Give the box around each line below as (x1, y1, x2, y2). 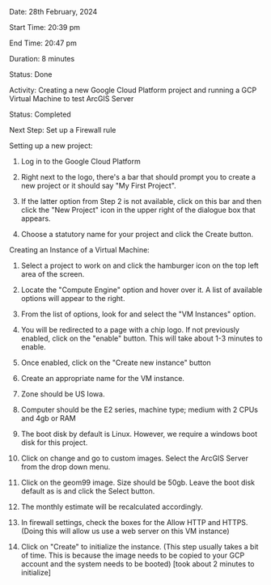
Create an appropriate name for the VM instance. (20, 374, 185, 383)
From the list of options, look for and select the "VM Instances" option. (20, 309, 256, 319)
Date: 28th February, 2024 (9, 7, 98, 16)
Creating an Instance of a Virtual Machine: (9, 245, 150, 254)
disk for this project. (20, 438, 88, 447)
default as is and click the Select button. (20, 486, 155, 496)
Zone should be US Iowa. (20, 389, 105, 399)
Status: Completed (9, 109, 71, 119)
